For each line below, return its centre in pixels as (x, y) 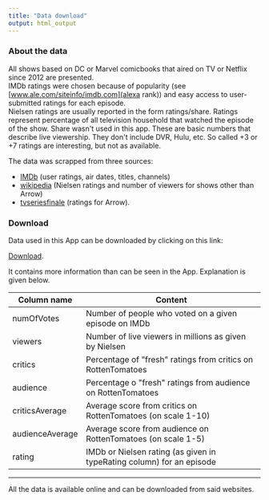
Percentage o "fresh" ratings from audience (168, 383)
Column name (45, 300)
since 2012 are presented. (51, 77)
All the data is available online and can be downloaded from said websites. (131, 490)
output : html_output (43, 23)
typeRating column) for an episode (151, 462)
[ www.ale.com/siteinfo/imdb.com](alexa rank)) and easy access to (118, 94)
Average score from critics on (141, 406)
